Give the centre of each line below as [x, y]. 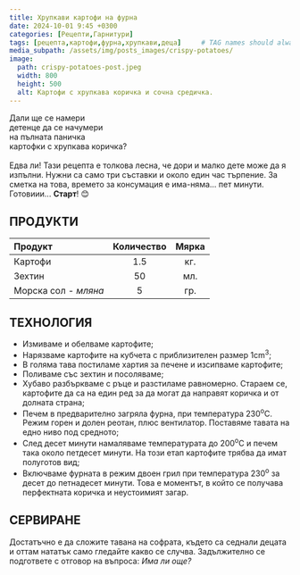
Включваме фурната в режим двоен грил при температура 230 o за [151, 472]
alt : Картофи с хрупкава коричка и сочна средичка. [116, 92]
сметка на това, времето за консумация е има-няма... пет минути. [137, 184]
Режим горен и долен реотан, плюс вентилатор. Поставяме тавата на [156, 423]
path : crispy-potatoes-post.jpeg [79, 68]
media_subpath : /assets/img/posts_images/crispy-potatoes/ [121, 51]
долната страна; [53, 402]
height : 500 [40, 84]
